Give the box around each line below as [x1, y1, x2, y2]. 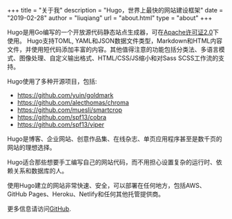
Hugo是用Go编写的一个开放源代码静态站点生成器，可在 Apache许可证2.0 [7, 28, 213, 36]
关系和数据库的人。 [12, 166, 68, 175]
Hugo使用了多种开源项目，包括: [7, 77, 97, 85]
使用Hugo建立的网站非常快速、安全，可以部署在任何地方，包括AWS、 [7, 182, 206, 189]
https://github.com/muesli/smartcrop [17, 106, 123, 114]
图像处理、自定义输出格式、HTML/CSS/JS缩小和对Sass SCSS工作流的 [19, 54, 219, 62]
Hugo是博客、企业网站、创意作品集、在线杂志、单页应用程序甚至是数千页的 [7, 135, 222, 143]
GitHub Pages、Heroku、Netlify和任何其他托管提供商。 [7, 190, 164, 198]
